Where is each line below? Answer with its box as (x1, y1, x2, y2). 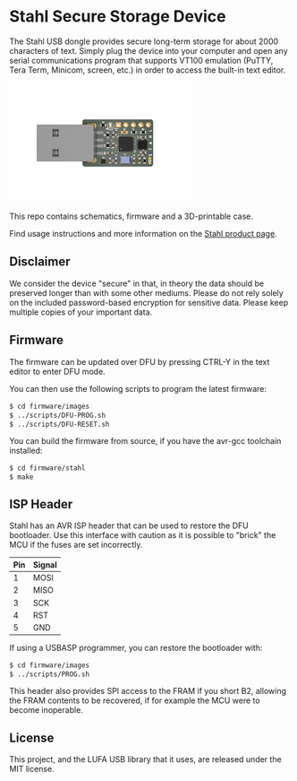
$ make (9, 473, 34, 482)
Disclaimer (9, 254, 71, 270)
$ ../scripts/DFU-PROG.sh (9, 411, 106, 420)
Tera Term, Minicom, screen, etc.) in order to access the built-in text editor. (9, 65, 286, 75)
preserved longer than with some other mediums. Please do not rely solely (9, 287, 284, 298)
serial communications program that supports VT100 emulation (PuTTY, (9, 55, 274, 65)
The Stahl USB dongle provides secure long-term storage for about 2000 (9, 36, 279, 47)
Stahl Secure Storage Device (9, 6, 226, 27)
